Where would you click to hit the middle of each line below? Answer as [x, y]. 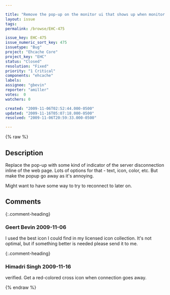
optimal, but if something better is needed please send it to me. [72, 244]
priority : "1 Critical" [31, 71]
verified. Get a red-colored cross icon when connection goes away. [76, 278]
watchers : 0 [18, 99]
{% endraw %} [21, 287]
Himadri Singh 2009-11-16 [38, 267]
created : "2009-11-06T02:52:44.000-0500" [50, 108]
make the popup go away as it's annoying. [50, 175]
